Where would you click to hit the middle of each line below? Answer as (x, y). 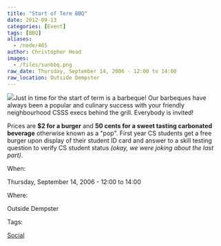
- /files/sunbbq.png (43, 65)
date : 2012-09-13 (32, 20)
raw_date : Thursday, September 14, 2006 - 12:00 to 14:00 (92, 71)
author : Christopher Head (44, 52)
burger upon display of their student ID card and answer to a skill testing (109, 141)
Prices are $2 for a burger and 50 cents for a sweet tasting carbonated (109, 126)
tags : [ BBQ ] (24, 33)
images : (18, 59)
